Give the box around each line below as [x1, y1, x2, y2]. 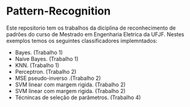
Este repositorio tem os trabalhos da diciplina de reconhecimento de [6, 24, 176, 31]
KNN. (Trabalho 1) [14, 62, 60, 69]
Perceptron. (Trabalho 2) [14, 68, 77, 75]
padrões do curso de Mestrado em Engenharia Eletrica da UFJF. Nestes [6, 30, 185, 37]
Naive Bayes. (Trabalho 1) [14, 55, 79, 62]
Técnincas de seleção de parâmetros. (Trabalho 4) [14, 94, 141, 101]
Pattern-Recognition [6, 4, 111, 18]
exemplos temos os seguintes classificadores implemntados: [6, 37, 158, 44]
